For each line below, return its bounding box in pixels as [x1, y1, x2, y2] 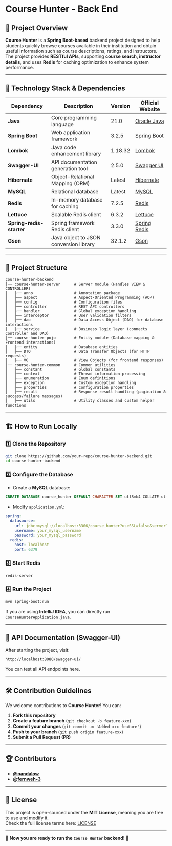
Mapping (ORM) [51, 179, 90, 187]
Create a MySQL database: [12, 485, 71, 491]
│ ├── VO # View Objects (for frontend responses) [5, 357, 164, 363]
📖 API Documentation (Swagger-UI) [5, 633, 120, 642]
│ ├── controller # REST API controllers [5, 304, 125, 309]
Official [140, 99, 159, 106]
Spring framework [51, 219, 95, 226]
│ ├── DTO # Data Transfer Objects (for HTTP [5, 349, 150, 354]
